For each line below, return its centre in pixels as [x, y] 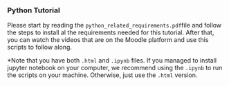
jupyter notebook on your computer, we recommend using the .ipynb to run [115, 68]
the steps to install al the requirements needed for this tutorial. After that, [111, 32]
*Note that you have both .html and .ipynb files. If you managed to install [112, 61]
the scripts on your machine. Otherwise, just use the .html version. [102, 75]
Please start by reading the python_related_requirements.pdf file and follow [114, 25]
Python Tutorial [34, 10]
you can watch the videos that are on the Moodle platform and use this [108, 40]
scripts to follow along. [40, 47]
